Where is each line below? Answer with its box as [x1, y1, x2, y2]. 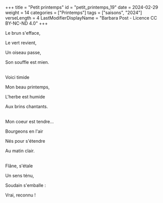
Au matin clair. [5, 148, 35, 154]
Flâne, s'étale [5, 163, 33, 169]
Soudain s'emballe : [5, 182, 46, 188]
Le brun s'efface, [5, 30, 41, 36]
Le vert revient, [5, 40, 37, 46]
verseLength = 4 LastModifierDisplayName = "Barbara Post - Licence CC [5, 15, 157, 21]
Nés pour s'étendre [5, 138, 45, 144]
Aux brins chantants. [5, 104, 48, 110]
